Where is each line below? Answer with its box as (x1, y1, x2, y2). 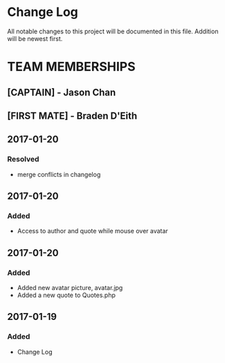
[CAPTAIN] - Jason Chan (7, 86, 116, 98)
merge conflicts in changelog (17, 170, 101, 178)
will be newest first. (7, 34, 63, 42)
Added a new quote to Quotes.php (17, 291, 116, 299)
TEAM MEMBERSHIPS (7, 59, 136, 75)
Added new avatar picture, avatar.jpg (17, 283, 123, 292)
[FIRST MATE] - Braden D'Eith (7, 110, 138, 121)
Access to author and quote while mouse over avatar (17, 227, 168, 235)
